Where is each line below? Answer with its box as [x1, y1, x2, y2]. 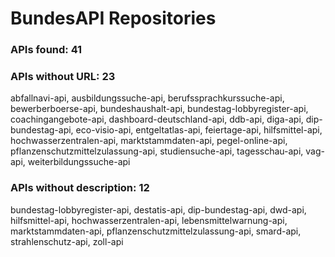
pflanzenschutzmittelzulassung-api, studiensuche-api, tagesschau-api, [10, 145, 304, 157]
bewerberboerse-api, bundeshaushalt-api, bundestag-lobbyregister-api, [10, 103, 309, 115]
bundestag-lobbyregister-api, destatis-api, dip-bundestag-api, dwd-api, [10, 203, 307, 216]
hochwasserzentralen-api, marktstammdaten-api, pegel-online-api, [10, 135, 288, 147]
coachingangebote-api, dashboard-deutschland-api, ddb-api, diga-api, [10, 113, 304, 126]
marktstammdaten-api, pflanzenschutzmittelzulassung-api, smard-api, [10, 225, 302, 237]
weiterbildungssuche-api [27, 156, 131, 168]
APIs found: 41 [10, 43, 83, 57]
